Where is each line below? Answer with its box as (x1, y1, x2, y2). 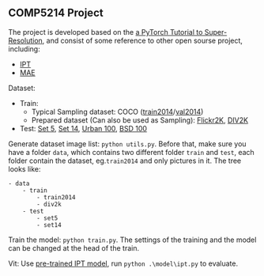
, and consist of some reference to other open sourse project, (42, 36, 243, 45)
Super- (204, 27, 228, 36)
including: (8, 43, 41, 54)
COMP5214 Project (8, 6, 104, 20)
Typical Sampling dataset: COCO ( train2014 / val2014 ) (31, 107, 204, 116)
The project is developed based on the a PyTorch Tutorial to (8, 27, 203, 36)
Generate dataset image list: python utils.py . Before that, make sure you (8, 138, 247, 149)
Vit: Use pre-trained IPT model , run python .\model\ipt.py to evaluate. (8, 259, 239, 268)
